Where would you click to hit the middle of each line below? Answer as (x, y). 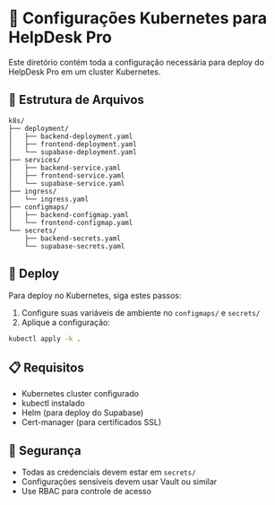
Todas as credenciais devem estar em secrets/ (108, 472)
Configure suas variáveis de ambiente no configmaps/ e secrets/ (141, 312)
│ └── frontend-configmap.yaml (71, 222)
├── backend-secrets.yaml (73, 238)
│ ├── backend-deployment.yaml (71, 136)
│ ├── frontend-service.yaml (67, 175)
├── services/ (35, 160)
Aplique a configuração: (66, 322)
